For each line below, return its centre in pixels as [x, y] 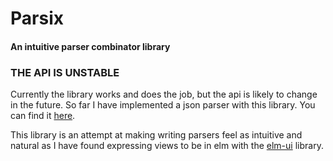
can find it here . [43, 116]
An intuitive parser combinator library [90, 46]
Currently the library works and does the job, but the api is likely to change [164, 94]
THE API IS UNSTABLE [65, 72]
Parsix [37, 18]
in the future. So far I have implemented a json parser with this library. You [163, 105]
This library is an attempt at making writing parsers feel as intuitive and [156, 135]
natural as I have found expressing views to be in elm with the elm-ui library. [167, 146]
